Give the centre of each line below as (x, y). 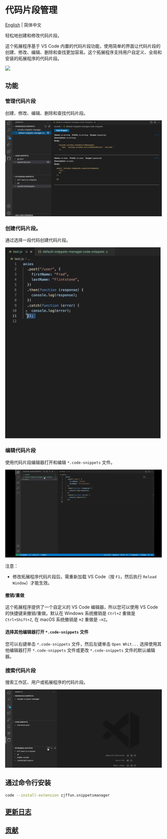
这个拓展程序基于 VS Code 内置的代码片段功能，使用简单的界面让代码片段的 (83, 46)
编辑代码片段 (21, 451)
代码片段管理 (32, 10)
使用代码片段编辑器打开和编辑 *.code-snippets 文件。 (60, 462)
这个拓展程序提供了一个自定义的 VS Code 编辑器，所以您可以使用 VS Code (82, 607)
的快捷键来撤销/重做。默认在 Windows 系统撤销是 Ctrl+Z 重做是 (70, 613)
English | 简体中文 (23, 25)
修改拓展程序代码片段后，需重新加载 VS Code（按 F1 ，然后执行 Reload (84, 577)
